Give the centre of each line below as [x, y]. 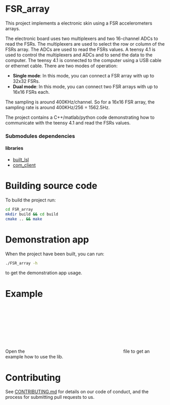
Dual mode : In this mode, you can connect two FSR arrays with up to [85, 86]
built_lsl [21, 160]
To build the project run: [31, 200]
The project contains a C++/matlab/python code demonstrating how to [80, 117]
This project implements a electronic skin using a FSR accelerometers [79, 23]
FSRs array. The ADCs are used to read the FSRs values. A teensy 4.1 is [80, 49]
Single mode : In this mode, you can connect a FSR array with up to [83, 75]
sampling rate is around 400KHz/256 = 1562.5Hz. [58, 107]
